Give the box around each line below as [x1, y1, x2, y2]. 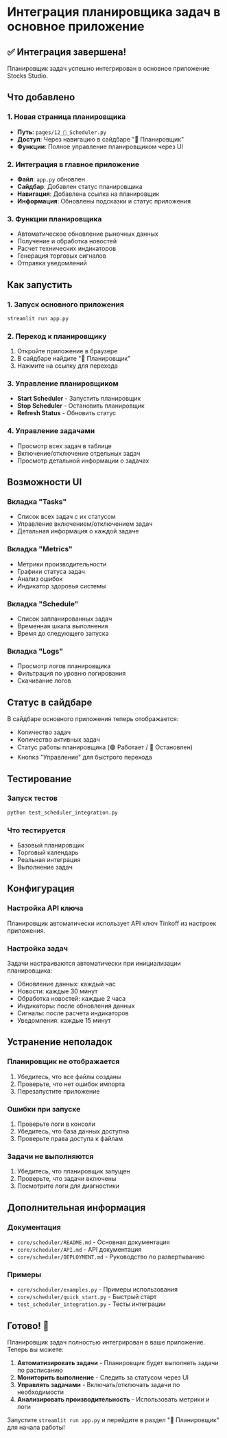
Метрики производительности [16, 560, 107, 568]
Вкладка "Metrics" [7, 544, 73, 554]
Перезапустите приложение [16, 1087, 100, 1095]
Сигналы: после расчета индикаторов [16, 1008, 129, 1017]
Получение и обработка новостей [16, 237, 117, 245]
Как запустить [7, 279, 73, 291]
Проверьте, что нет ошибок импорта [16, 1080, 126, 1088]
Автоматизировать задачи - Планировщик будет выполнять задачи [16, 1359, 219, 1367]
